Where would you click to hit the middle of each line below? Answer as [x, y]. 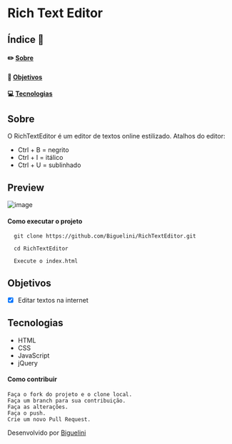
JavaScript [34, 355]
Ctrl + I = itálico [40, 158]
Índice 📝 [26, 40]
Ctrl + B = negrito [43, 150]
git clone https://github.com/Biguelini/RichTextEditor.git [105, 236]
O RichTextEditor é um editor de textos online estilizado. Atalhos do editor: [116, 136]
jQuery [27, 363]
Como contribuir [32, 379]
